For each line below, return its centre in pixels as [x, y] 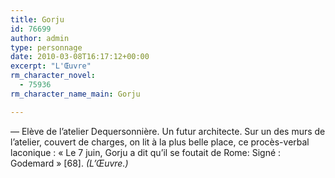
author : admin [40, 38]
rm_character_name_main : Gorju [75, 94]
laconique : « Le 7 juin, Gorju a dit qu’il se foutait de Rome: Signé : [146, 152]
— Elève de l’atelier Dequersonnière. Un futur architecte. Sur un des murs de [168, 131]
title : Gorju [37, 19]
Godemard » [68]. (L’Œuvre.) [69, 163]
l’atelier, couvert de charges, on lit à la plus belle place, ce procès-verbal [160, 142]
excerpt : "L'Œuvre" [51, 66]
